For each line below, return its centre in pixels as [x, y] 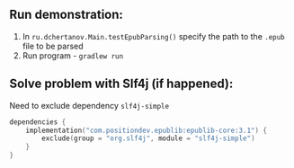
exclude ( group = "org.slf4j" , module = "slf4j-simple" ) [148, 138]
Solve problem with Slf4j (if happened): [121, 84]
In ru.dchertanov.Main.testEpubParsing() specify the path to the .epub [153, 36]
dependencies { [38, 122]
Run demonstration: [67, 15]
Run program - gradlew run [73, 55]
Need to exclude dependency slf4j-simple [89, 105]
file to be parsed [53, 46]
